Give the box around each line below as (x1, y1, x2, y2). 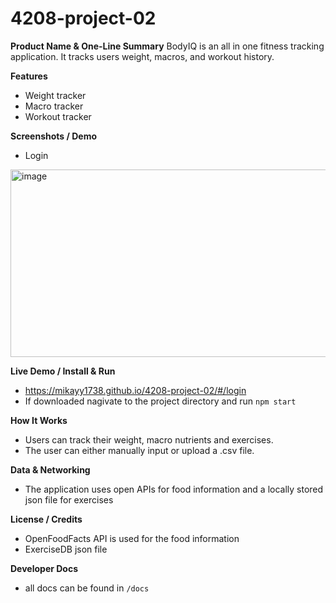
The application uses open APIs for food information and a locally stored (24, 483, 324, 495)
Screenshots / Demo (10, 130, 98, 142)
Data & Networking (10, 463, 91, 476)
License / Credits (10, 513, 83, 525)
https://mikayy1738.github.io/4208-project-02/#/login (24, 384, 247, 396)
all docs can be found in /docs (24, 582, 150, 594)
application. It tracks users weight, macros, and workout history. (10, 50, 275, 62)
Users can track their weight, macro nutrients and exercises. (24, 433, 274, 446)
